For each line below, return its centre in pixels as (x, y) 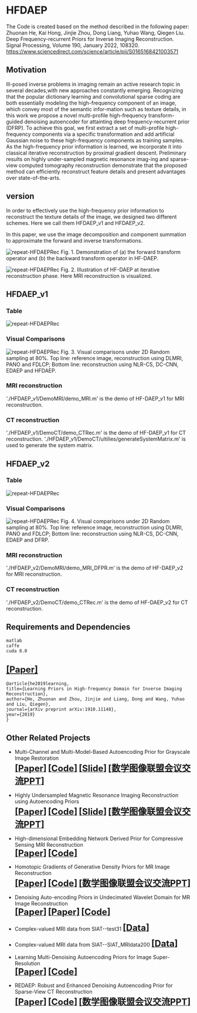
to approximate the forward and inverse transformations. (74, 240)
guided (15, 122)
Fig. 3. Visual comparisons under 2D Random (115, 352)
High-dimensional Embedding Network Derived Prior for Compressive (99, 838)
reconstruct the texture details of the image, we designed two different (91, 217)
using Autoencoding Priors (47, 801)
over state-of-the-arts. (33, 177)
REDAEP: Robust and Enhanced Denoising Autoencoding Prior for (94, 985)
